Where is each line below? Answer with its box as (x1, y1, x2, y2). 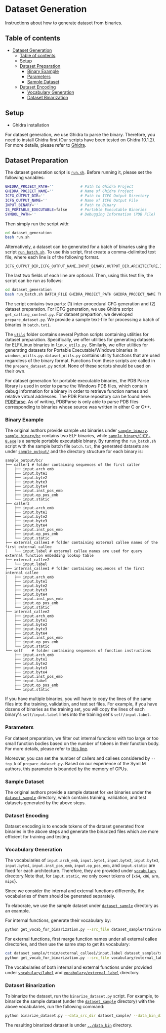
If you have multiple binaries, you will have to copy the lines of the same (5, 696, 152, 702)
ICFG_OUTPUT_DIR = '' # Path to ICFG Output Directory (5, 194, 149, 199)
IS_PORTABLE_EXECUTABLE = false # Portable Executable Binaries (5, 207, 147, 212)
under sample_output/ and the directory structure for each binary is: (5, 449, 143, 455)
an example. (5, 908, 30, 914)
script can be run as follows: (5, 278, 63, 284)
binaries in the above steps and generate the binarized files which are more (5, 828, 159, 834)
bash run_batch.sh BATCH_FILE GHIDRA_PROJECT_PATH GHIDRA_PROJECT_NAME (5, 292, 156, 297)
